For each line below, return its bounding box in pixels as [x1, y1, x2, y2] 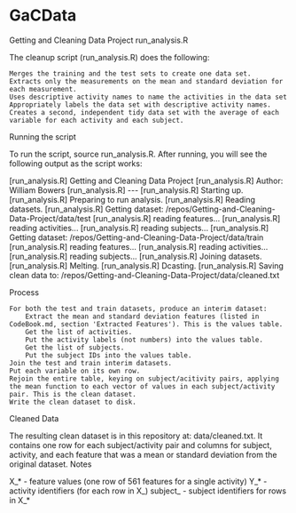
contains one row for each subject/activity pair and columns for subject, [9, 439, 272, 450]
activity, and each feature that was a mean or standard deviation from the [9, 449, 277, 460]
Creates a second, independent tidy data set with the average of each [9, 108, 279, 116]
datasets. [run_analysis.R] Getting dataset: [9, 204, 164, 214]
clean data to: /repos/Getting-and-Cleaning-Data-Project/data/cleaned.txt [9, 269, 280, 280]
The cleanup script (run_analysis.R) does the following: [9, 52, 210, 62]
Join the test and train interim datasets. [9, 358, 173, 367]
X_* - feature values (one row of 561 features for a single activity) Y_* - [9, 476, 268, 486]
